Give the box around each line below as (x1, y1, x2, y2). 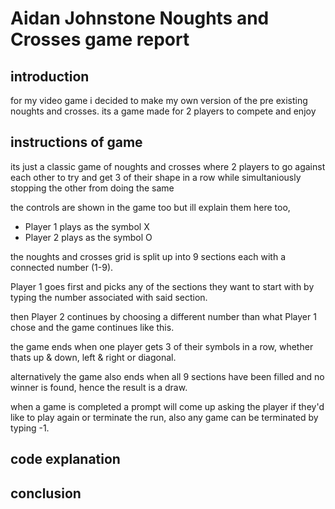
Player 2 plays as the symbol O (24, 231, 153, 243)
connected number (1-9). (10, 261, 114, 273)
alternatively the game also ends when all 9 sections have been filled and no (10, 370, 325, 382)
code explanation (10, 451, 121, 468)
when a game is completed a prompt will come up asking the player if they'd (10, 400, 325, 412)
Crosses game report (10, 28, 190, 51)
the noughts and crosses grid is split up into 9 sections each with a (10, 250, 286, 262)
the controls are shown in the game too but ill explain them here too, (10, 201, 291, 213)
